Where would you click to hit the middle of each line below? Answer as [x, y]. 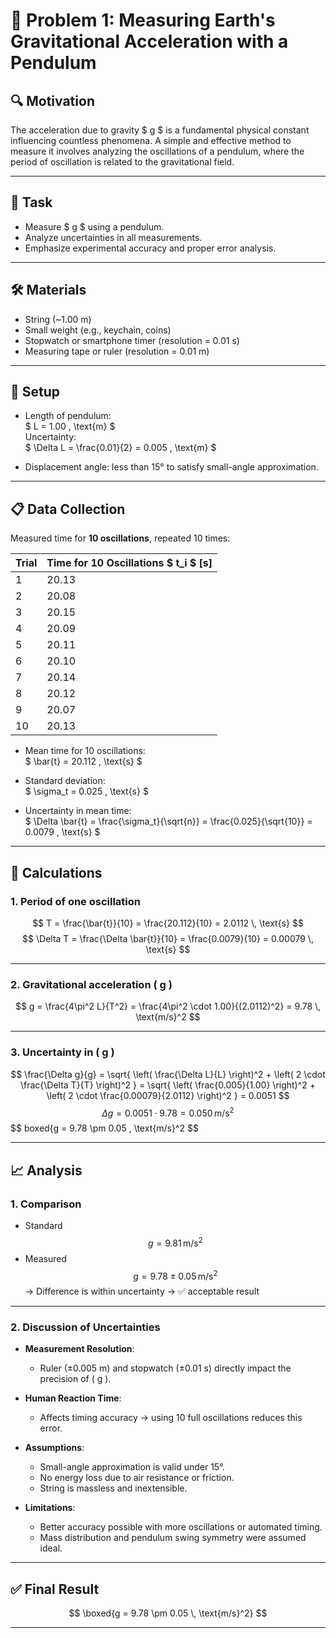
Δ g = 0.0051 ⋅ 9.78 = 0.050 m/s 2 [168, 1112]
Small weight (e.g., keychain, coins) [98, 330]
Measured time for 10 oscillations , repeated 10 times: [120, 538]
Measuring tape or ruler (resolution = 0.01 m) [117, 351]
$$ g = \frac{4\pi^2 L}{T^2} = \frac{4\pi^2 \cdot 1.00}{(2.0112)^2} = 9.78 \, [168, 1006]
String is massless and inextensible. [113, 1488]
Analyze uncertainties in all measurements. [113, 237]
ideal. [51, 1548]
